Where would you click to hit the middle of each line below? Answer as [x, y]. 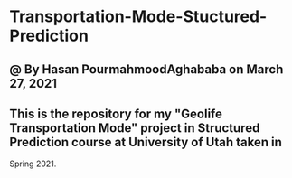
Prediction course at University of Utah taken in [146, 142]
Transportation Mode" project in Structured [135, 128]
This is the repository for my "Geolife [116, 113]
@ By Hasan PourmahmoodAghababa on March [146, 69]
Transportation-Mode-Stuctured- [138, 17]
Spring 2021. [33, 164]
